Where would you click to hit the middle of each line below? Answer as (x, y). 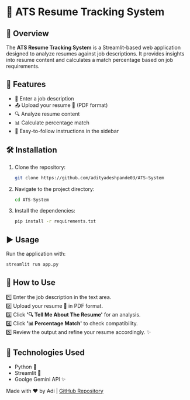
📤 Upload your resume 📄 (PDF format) (61, 105)
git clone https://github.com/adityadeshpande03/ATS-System (89, 178)
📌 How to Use (31, 283)
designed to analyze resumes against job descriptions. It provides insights (95, 54)
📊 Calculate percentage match (52, 123)
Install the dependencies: (45, 211)
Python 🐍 (25, 367)
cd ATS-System (32, 200)
